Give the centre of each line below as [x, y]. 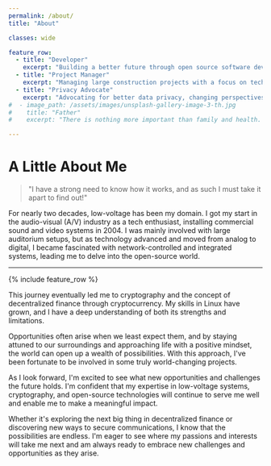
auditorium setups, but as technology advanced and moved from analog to [132, 239]
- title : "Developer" [52, 60]
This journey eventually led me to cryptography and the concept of [120, 295]
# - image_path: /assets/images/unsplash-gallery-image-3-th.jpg [122, 105]
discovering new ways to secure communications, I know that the [117, 427]
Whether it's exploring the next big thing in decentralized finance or [121, 419]
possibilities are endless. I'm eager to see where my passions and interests [133, 436]
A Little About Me [68, 167]
